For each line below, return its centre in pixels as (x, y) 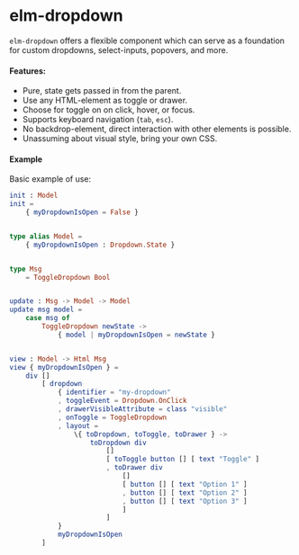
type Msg (26, 269)
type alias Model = (46, 236)
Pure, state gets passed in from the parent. (102, 91)
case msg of (48, 318)
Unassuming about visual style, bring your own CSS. (120, 139)
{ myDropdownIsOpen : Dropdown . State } (100, 245)
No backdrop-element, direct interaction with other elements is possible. (157, 129)
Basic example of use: (50, 179)
